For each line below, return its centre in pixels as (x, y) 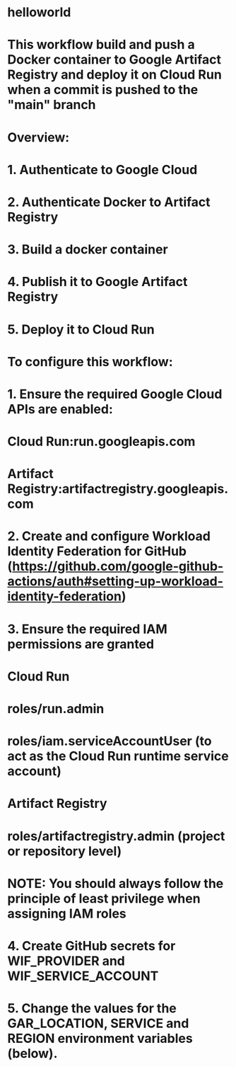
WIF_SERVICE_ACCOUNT (83, 976)
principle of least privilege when (104, 898)
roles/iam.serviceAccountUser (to (110, 741)
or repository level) (65, 851)
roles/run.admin (56, 709)
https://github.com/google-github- (118, 566)
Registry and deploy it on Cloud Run (115, 75)
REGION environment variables (100, 1039)
